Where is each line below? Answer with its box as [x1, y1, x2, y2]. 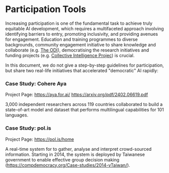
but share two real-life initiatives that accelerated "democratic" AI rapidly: [5, 67, 158, 74]
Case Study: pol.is [5, 125, 52, 132]
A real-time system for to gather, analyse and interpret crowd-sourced [5, 146, 152, 152]
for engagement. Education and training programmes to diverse [5, 36, 138, 42]
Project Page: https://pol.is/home [5, 136, 74, 142]
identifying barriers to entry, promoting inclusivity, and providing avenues [5, 31, 158, 37]
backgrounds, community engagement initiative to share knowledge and [5, 41, 156, 47]
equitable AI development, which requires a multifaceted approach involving [5, 25, 164, 31]
